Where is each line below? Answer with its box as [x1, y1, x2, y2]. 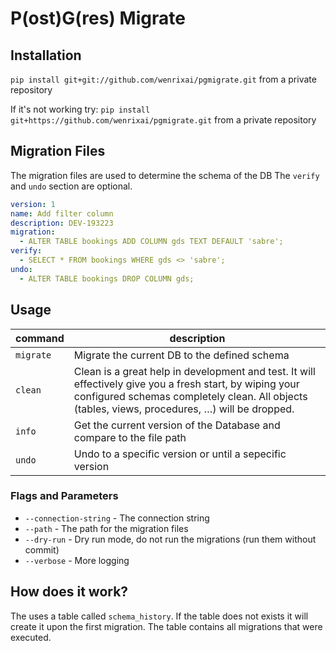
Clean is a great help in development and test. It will [73, 364, 316, 378]
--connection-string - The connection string [24, 512, 210, 524]
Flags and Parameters [10, 489, 119, 503]
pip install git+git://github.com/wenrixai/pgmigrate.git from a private [10, 73, 317, 85]
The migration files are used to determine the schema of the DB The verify [10, 169, 320, 181]
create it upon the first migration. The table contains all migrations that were [10, 620, 323, 632]
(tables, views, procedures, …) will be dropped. [73, 402, 295, 416]
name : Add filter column [10, 208, 114, 219]
